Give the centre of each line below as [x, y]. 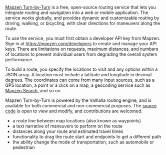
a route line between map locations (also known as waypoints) [77, 121]
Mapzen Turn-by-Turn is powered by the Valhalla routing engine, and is [78, 100]
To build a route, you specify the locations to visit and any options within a [81, 69]
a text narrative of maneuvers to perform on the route [67, 126]
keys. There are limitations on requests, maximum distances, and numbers [82, 49]
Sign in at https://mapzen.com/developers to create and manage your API [81, 44]
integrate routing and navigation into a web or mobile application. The [77, 13]
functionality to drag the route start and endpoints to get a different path [87, 137]
